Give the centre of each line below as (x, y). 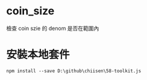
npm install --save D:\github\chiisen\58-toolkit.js (74, 71)
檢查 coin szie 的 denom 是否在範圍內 (53, 28)
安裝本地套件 (38, 55)
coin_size (30, 11)
